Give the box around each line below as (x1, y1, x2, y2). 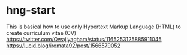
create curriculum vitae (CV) (6, 29, 77, 36)
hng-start (6, 4, 56, 17)
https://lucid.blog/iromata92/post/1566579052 (6, 42, 121, 49)
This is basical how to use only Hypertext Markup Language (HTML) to (6, 23, 181, 30)
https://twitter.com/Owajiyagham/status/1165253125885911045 (6, 35, 162, 43)
